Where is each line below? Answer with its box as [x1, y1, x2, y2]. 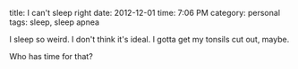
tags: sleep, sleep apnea [9, 17, 100, 27]
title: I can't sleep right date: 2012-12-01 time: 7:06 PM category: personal [9, 8, 280, 18]
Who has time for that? [9, 51, 94, 61]
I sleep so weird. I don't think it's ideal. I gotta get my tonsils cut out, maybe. [9, 34, 290, 44]
